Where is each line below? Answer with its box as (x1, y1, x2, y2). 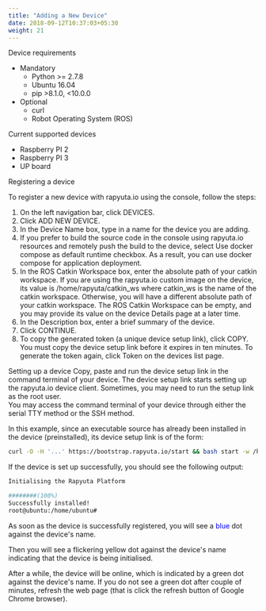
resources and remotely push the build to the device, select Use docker (19, 241, 253, 251)
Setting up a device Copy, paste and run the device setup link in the (8, 367, 229, 376)
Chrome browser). (8, 594, 68, 603)
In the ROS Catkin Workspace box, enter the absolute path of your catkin (19, 267, 257, 276)
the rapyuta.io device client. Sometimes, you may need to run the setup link (8, 383, 255, 393)
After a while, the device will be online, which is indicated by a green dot (8, 568, 244, 578)
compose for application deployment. (19, 259, 142, 268)
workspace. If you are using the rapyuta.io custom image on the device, (19, 275, 254, 285)
